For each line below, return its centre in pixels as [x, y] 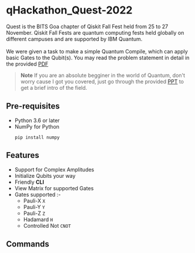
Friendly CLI [29, 182]
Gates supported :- [38, 194]
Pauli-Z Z [34, 213]
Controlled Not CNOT [47, 225]
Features [23, 155]
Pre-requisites [33, 106]
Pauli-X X [34, 201]
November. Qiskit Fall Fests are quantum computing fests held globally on [95, 32]
